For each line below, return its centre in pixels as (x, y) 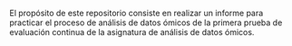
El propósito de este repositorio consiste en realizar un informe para (136, 13)
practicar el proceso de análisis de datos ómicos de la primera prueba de (146, 23)
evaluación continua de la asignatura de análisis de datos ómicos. (132, 32)
